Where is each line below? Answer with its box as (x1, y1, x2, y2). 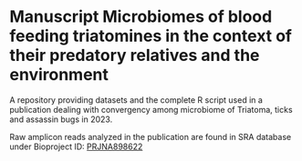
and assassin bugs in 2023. (9, 114, 113, 125)
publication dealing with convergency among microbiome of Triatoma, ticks (9, 104, 294, 115)
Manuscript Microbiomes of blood (9, 6, 273, 27)
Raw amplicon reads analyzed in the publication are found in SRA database (9, 131, 292, 142)
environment (9, 65, 109, 86)
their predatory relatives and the (9, 45, 260, 65)
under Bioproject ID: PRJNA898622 (9, 141, 143, 152)
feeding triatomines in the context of (9, 25, 292, 46)
